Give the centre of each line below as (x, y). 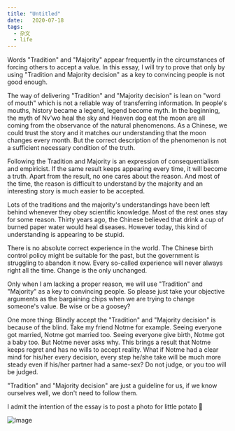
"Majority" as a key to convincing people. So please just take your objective (116, 292)
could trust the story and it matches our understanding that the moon (107, 133)
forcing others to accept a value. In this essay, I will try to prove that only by (116, 67)
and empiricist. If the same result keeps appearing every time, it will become (117, 169)
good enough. (27, 82)
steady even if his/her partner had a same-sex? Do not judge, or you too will (117, 364)
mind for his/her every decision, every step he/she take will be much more (114, 357)
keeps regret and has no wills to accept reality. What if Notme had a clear (113, 350)
